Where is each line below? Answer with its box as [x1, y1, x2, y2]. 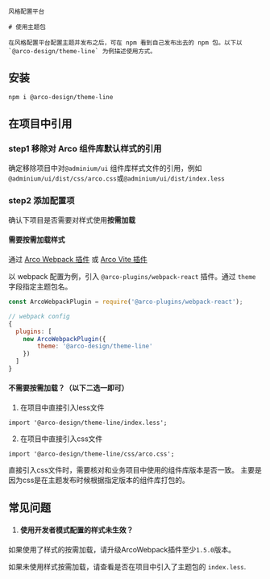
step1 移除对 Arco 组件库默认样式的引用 [8, 144, 162, 155]
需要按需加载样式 [8, 235, 65, 244]
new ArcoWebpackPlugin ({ [23, 335, 106, 343]
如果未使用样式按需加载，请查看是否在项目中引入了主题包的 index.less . [8, 561, 247, 571]
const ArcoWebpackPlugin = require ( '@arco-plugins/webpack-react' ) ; [8, 298, 243, 306]
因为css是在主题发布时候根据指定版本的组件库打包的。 [8, 475, 189, 485]
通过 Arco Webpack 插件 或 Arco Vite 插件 [8, 255, 147, 264]
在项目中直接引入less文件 [19, 402, 105, 413]
